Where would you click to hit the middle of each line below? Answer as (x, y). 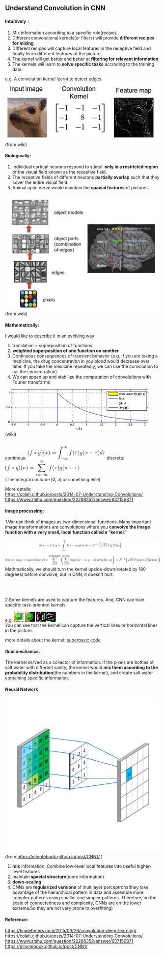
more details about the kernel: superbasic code (53, 640)
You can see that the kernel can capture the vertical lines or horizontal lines (82, 625)
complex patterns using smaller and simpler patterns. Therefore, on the (84, 898)
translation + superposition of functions (52, 346)
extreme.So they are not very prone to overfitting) (62, 908)
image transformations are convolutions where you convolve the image (78, 527)
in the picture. (19, 631)
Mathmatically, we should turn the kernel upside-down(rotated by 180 (76, 569)
